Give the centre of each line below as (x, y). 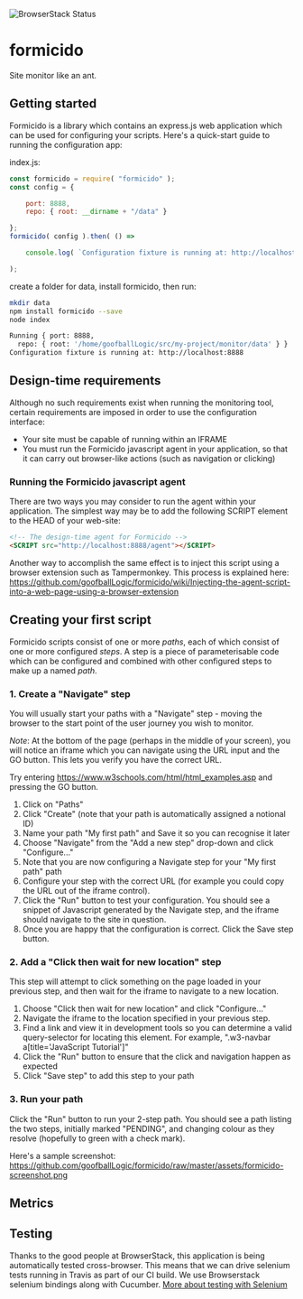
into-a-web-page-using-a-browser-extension (94, 591)
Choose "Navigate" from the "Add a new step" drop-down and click (148, 842)
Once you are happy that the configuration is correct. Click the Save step (158, 929)
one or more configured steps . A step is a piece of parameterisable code (144, 651)
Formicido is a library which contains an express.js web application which (146, 125)
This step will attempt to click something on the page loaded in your (135, 982)
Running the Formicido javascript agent (98, 481)
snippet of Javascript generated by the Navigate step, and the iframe (151, 909)
